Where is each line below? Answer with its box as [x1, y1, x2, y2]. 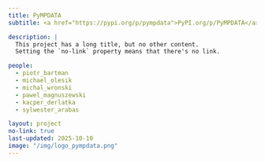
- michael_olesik [15, 76, 73, 84]
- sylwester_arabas [15, 105, 80, 114]
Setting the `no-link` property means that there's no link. [15, 48, 221, 56]
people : [8, 62, 34, 70]
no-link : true [8, 127, 55, 135]
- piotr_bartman [15, 69, 69, 77]
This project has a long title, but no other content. [15, 40, 200, 48]
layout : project [8, 120, 62, 128]
